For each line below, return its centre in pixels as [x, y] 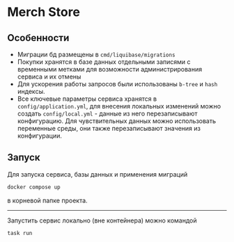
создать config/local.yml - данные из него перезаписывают [107, 113]
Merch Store [44, 12]
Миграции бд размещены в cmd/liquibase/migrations [96, 54]
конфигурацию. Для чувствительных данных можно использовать [117, 121]
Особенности [38, 38]
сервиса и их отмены [49, 76]
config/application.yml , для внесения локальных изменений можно [119, 106]
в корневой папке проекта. [48, 200]
